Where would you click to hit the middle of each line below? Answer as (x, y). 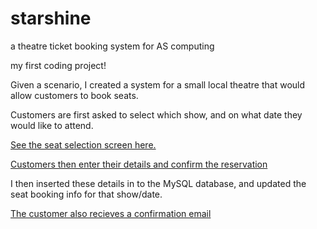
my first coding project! (58, 65)
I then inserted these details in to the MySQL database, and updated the (158, 183)
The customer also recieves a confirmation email (111, 213)
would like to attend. (52, 125)
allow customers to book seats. (74, 95)
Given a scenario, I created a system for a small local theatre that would (158, 84)
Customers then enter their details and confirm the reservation (139, 164)
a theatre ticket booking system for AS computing (112, 46)
